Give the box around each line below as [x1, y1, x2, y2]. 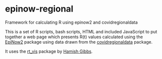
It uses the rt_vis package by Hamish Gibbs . [5, 48, 93, 54]
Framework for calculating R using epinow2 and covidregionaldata [5, 19, 138, 25]
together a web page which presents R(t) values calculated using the [5, 34, 143, 40]
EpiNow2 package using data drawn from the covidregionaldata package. [5, 39, 153, 44]
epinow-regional [5, 3, 74, 15]
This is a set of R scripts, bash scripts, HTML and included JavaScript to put [5, 29, 157, 34]
